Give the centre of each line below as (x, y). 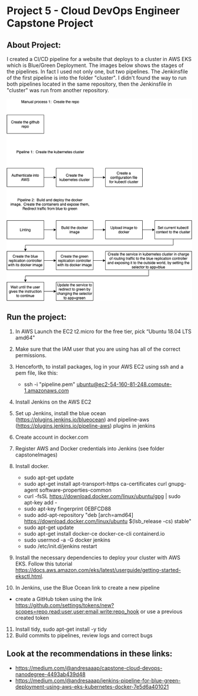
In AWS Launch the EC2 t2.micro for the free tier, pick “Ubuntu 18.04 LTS (103, 331)
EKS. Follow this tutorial (44, 564)
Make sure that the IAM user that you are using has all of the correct (98, 349)
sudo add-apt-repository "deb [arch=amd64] (79, 515)
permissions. (31, 355)
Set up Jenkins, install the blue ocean (61, 413)
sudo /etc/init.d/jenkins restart (61, 546)
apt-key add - (41, 502)
